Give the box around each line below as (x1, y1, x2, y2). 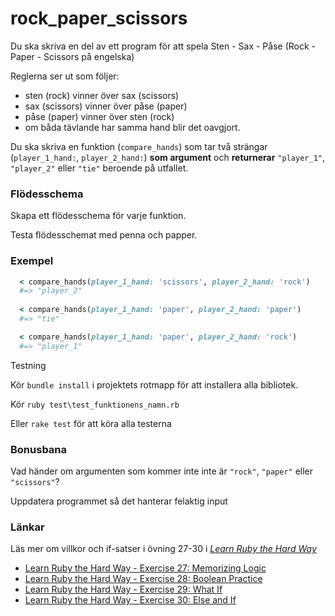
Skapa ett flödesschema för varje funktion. (10, 210, 187, 222)
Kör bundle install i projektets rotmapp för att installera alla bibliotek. (10, 378, 299, 391)
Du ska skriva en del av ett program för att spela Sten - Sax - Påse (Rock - (10, 40, 317, 52)
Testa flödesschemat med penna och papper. (10, 229, 198, 241)
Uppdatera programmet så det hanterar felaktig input (10, 495, 228, 507)
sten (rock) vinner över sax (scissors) (24, 89, 180, 101)
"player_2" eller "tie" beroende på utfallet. (10, 162, 189, 174)
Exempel (10, 254, 54, 268)
